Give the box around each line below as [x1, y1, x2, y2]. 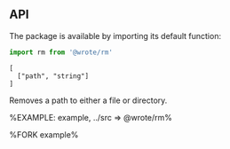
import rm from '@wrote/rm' [9, 48, 114, 57]
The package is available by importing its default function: [9, 30, 222, 41]
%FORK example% [9, 129, 79, 140]
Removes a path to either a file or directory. [9, 95, 168, 106]
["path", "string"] [17, 71, 90, 81]
